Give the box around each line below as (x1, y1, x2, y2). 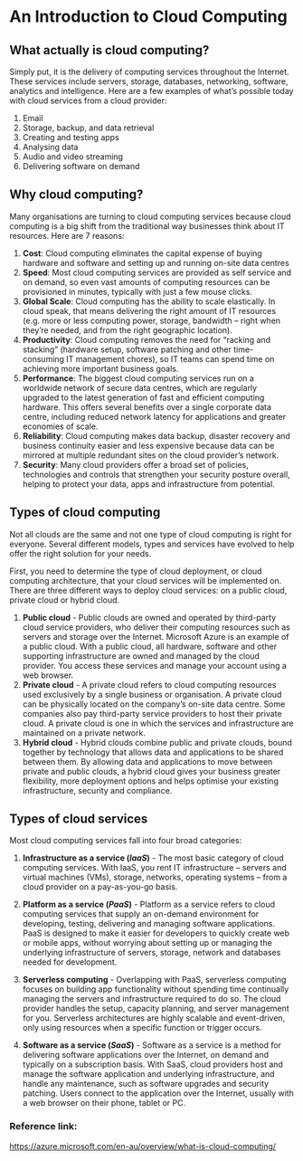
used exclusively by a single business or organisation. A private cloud (22, 689, 282, 699)
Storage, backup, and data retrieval (22, 122, 155, 133)
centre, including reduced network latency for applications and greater (22, 411, 287, 422)
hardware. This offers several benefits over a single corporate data (22, 401, 272, 413)
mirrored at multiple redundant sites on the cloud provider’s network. (22, 450, 279, 461)
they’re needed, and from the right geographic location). (22, 324, 232, 336)
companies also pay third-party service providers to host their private (22, 708, 282, 718)
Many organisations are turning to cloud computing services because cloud (9, 211, 291, 222)
